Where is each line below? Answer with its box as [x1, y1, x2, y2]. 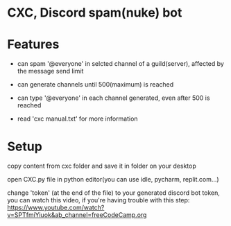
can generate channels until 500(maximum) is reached [17, 80, 174, 89]
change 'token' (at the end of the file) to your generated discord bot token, [7, 189, 221, 197]
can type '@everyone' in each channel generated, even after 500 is [17, 94, 210, 102]
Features [7, 37, 60, 53]
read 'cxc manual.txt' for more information [17, 114, 138, 123]
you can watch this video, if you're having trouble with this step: [7, 196, 190, 205]
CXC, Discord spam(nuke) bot [7, 5, 182, 21]
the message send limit [17, 67, 84, 76]
